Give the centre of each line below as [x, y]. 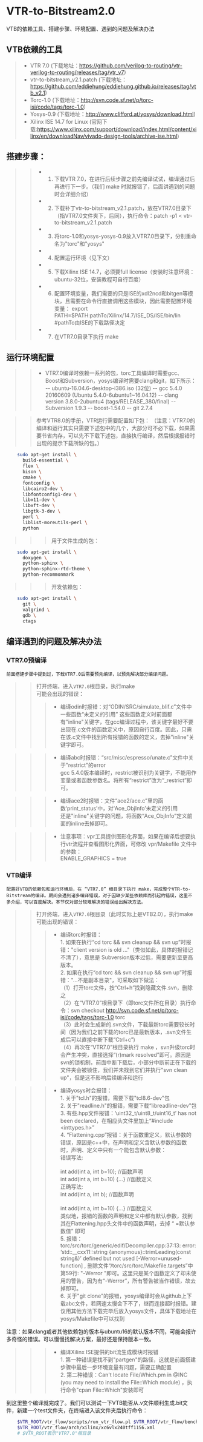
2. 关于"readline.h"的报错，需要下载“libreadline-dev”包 [128, 1106]
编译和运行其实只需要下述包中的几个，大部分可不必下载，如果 [113, 428]
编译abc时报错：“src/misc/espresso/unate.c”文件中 [124, 758]
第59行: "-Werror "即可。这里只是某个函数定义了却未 [126, 1273]
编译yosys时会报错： [86, 1091]
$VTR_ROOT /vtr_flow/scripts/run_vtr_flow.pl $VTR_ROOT [88, 1422]
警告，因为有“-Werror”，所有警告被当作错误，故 [131, 1281]
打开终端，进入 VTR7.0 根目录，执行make [85, 686]
